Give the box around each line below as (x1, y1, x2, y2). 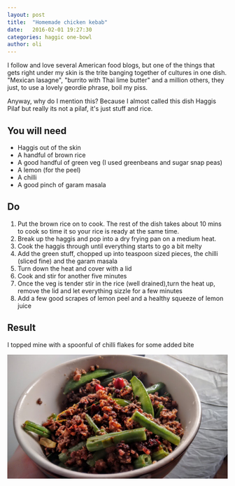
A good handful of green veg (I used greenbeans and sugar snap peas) (17, 158, 222, 166)
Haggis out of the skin (17, 143, 82, 151)
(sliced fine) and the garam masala (17, 257, 117, 265)
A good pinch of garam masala (17, 180, 106, 189)
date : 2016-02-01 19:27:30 (7, 26, 92, 33)
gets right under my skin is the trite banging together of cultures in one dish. (7, 69, 227, 77)
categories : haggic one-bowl (7, 34, 92, 41)
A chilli (17, 173, 37, 182)
